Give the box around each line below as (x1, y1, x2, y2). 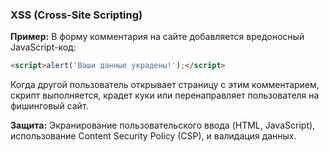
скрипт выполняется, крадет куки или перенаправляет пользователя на (10, 89, 320, 102)
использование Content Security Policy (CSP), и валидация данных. (10, 130, 297, 142)
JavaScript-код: (10, 41, 77, 53)
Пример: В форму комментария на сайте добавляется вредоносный (10, 31, 305, 43)
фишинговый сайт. (10, 100, 89, 112)
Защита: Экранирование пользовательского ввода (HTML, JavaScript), (10, 119, 316, 132)
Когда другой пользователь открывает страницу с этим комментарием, (10, 79, 320, 91)
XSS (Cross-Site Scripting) (10, 8, 143, 22)
